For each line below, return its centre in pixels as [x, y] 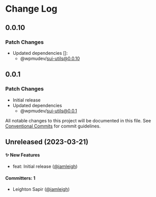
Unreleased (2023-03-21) [47, 142]
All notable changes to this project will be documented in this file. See [78, 120]
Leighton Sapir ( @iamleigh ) [41, 189]
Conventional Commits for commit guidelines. [53, 126]
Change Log [31, 9]
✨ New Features [23, 155]
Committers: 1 [20, 178]
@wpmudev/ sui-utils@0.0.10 [50, 58]
